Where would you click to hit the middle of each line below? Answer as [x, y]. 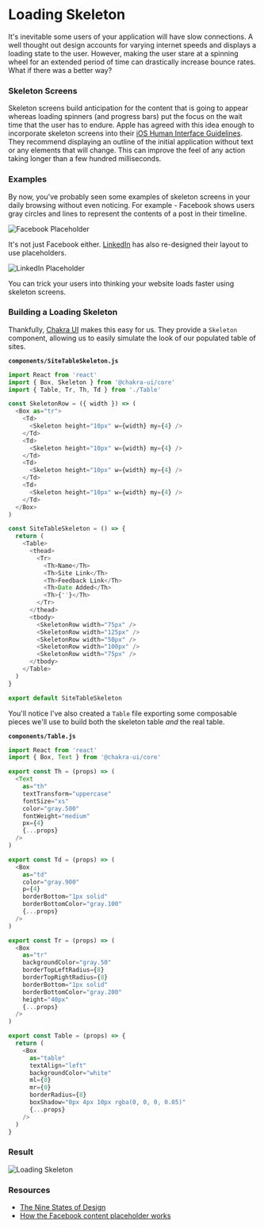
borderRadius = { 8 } [58, 1095]
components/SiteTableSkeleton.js [63, 361]
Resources [29, 1190]
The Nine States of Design [63, 1207]
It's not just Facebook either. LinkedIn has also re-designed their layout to [128, 244]
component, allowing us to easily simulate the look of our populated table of [132, 338]
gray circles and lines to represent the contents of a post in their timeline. [128, 213]
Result [21, 1152]
